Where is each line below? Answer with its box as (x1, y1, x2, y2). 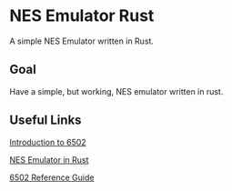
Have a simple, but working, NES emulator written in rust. (9, 85, 224, 96)
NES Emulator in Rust (9, 154, 89, 165)
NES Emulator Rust (9, 5, 155, 26)
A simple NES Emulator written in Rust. (9, 35, 155, 46)
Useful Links (9, 113, 82, 128)
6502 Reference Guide (9, 172, 95, 183)
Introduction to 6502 (9, 136, 86, 147)
